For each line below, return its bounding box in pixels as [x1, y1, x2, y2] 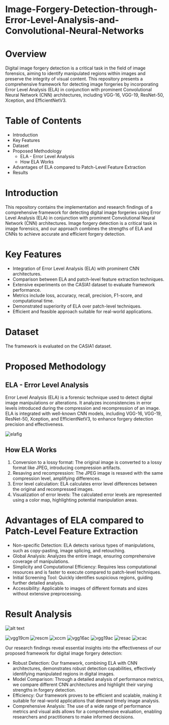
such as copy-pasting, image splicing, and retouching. [12, 547, 126, 553]
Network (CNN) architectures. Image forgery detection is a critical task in [5, 220, 157, 226]
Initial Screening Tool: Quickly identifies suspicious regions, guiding [12, 574, 153, 581]
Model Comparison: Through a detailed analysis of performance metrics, [12, 676, 164, 682]
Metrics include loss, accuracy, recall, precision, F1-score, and [12, 292, 143, 298]
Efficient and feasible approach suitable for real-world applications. [12, 308, 153, 315]
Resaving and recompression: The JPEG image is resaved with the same [12, 470, 163, 476]
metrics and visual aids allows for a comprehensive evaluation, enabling [12, 708, 162, 714]
